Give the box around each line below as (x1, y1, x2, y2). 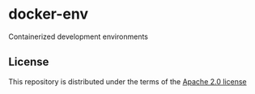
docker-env (8, 5, 89, 23)
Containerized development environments (8, 32, 148, 41)
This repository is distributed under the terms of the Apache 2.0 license (8, 76, 247, 86)
